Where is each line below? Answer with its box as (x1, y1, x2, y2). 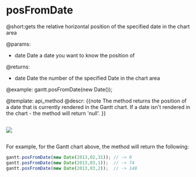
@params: (6, 40, 31, 47)
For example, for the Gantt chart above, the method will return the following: (6, 143, 189, 150)
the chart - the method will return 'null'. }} (6, 110, 106, 117)
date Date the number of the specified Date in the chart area (14, 74, 160, 81)
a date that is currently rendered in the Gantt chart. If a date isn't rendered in (6, 103, 191, 110)
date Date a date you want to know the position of (14, 52, 135, 59)
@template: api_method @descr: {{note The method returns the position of (6, 97, 187, 104)
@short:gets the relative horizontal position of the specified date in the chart (6, 23, 190, 30)
